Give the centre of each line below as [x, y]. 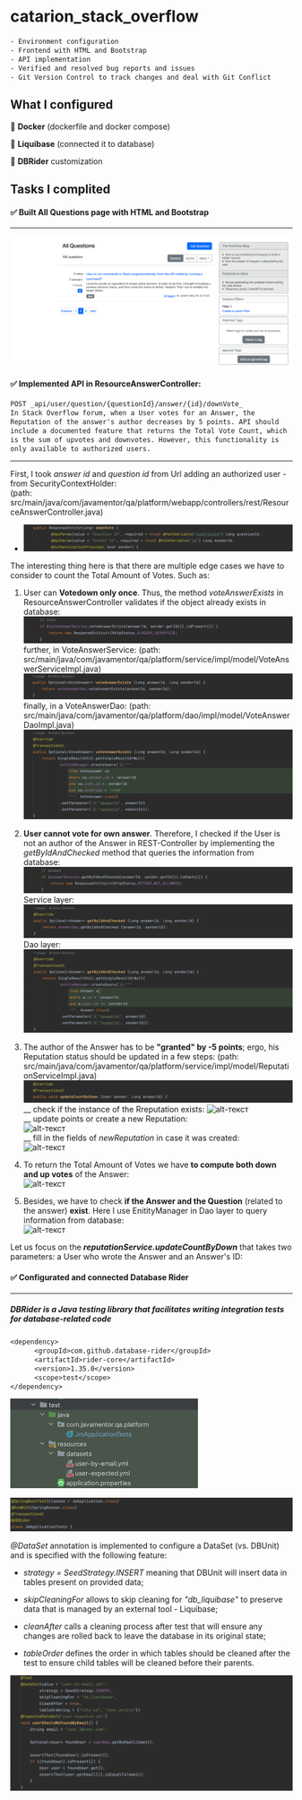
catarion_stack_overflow [104, 17]
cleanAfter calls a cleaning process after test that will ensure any [142, 1626]
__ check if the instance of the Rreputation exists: [114, 1110]
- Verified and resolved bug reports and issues [103, 68]
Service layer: [48, 900]
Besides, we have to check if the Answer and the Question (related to [153, 1201]
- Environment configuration [65, 41]
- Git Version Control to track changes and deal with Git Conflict [141, 77]
